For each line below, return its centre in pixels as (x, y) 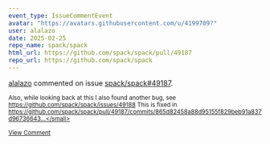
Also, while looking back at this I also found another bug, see (92, 98)
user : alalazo (32, 30)
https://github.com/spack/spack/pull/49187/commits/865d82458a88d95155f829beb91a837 (135, 112)
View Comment (29, 133)
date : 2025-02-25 (37, 38)
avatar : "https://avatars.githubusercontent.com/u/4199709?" (113, 23)
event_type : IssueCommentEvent (61, 16)
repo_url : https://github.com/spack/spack (80, 61)
